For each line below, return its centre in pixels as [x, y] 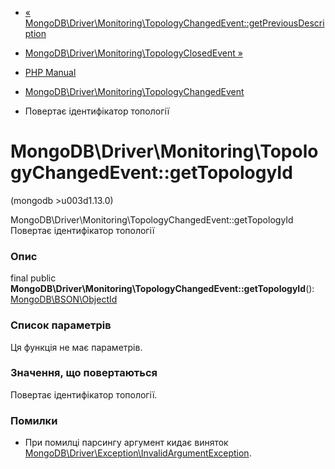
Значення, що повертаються [84, 373]
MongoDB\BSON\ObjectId [64, 299]
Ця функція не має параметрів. [76, 347]
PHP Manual [50, 72]
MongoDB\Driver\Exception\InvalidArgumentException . [138, 453]
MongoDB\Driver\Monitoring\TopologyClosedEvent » [133, 53]
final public [33, 278]
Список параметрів [61, 325]
